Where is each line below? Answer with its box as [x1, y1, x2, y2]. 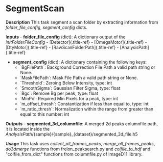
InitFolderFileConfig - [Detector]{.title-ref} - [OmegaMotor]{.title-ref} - [5, 39, 147, 45]
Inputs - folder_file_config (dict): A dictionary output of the [5, 34, 126, 40]
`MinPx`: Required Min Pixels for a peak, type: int [20, 95, 118, 101]
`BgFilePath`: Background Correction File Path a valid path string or [20, 64, 156, 70]
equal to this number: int [20, 111, 70, 117]
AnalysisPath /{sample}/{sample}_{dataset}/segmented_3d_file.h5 [5, 131, 138, 137]
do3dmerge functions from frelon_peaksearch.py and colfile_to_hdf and [5, 146, 151, 152]
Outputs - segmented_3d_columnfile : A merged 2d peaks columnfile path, [5, 121, 158, 127]
